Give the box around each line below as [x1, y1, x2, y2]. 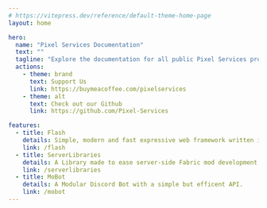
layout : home [8, 19, 52, 27]
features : [8, 121, 41, 129]
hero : [8, 33, 26, 41]
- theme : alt [22, 92, 66, 100]
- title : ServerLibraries [15, 151, 102, 159]
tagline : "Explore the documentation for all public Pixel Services [15, 56, 247, 64]
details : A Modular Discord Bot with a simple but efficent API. [22, 180, 244, 189]
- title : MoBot [15, 173, 66, 181]
